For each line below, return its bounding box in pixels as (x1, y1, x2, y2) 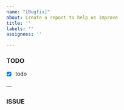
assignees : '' (6, 31, 43, 37)
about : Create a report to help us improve (6, 15, 119, 21)
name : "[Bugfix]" (6, 8, 50, 15)
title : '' (6, 20, 32, 26)
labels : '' (6, 25, 34, 32)
